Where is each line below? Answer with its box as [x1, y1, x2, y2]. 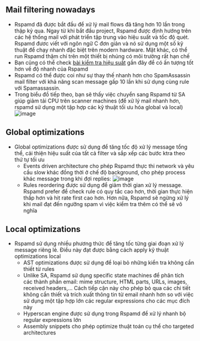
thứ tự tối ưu [14, 156, 45, 163]
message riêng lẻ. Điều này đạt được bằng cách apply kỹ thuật [14, 246, 169, 254]
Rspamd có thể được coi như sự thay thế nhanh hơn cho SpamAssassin [14, 71, 190, 79]
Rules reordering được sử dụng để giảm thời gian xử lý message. [23, 181, 183, 188]
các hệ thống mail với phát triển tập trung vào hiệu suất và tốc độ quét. [14, 33, 190, 41]
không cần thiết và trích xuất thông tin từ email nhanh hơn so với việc [23, 291, 194, 298]
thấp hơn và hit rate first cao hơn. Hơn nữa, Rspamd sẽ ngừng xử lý [23, 194, 189, 201]
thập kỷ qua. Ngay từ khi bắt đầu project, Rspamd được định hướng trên [14, 27, 192, 34]
